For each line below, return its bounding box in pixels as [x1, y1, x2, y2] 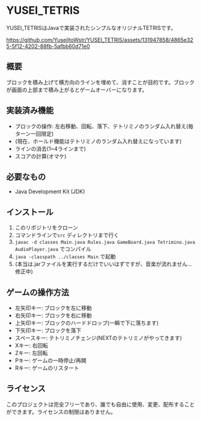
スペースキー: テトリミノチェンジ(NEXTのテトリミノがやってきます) [14, 335, 182, 341]
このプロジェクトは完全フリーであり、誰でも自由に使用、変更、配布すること [6, 401, 195, 408]
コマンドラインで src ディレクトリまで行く [14, 232, 119, 239]
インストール [6, 207, 54, 217]
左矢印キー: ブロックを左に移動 [14, 304, 92, 311]
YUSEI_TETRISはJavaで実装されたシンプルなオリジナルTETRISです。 [6, 24, 176, 31]
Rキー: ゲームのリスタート [14, 365, 80, 371]
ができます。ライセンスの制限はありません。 [6, 408, 116, 415]
